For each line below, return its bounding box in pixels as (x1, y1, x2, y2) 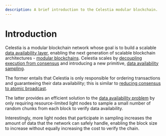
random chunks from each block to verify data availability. (5, 105, 124, 111)
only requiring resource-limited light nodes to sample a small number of (5, 100, 151, 106)
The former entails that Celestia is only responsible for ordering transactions (5, 75, 161, 81)
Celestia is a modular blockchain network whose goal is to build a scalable (5, 45, 157, 51)
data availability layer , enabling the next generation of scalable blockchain (5, 50, 156, 55)
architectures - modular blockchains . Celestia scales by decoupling (5, 55, 142, 61)
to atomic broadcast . (5, 85, 47, 91)
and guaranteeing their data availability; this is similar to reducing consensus (5, 80, 161, 86)
